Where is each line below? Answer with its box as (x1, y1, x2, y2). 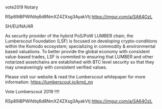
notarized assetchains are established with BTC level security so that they (5, 59, 155, 65)
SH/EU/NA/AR (5, 23, 33, 29)
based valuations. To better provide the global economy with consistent (5, 49, 150, 54)
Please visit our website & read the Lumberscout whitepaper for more (5, 74, 146, 79)
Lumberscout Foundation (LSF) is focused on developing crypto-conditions (5, 38, 158, 44)
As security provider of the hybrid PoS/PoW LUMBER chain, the (5, 33, 134, 38)
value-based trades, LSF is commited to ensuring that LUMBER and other (5, 54, 154, 60)
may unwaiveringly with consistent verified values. (5, 64, 108, 70)
